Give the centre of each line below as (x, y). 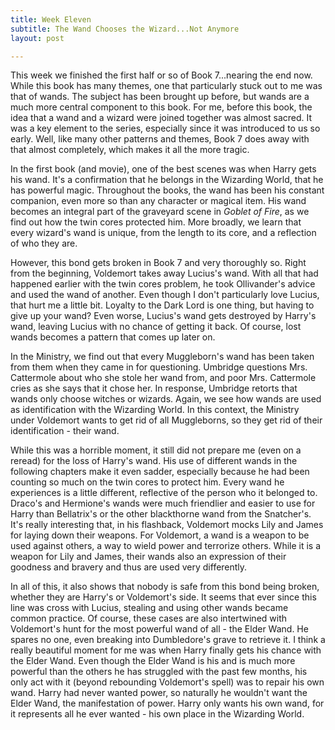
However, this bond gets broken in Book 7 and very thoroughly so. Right (158, 263)
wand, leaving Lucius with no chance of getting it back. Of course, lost (156, 327)
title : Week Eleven (51, 19)
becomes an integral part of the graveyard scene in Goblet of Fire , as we (160, 212)
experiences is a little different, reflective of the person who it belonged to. (164, 493)
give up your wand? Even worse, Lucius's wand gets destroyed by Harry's (163, 316)
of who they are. (44, 243)
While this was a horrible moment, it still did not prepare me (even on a (156, 450)
